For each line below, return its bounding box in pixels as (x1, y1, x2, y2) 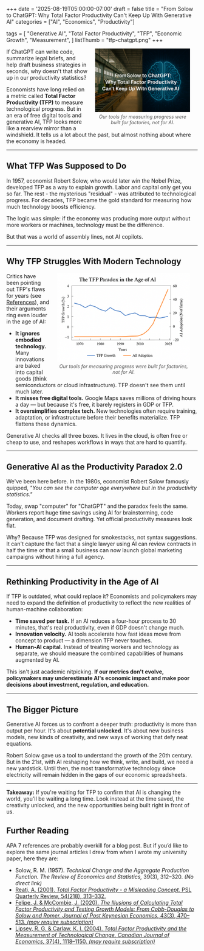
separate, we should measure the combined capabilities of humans (15, 650, 183, 657)
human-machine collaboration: (6, 606, 83, 613)
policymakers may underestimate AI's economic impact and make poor (6, 675, 190, 682)
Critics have (6, 272, 36, 279)
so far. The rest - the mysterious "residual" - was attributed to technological (6, 190, 196, 197)
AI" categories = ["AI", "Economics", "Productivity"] (6, 18, 135, 25)
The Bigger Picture (6, 704, 79, 715)
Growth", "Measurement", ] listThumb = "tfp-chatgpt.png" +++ (6, 37, 163, 43)
